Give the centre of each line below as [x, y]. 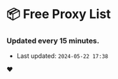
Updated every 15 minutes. [53, 41]
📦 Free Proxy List [59, 14]
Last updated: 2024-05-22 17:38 [62, 56]
